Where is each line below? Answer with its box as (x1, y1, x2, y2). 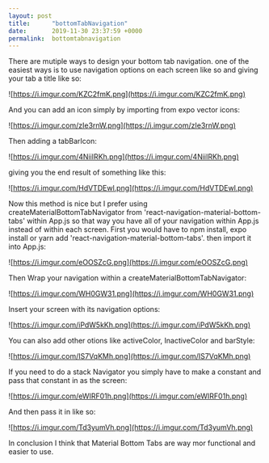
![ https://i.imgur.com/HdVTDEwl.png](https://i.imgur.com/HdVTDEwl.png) (8, 183, 254, 193)
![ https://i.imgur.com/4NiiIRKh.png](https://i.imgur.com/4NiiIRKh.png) (8, 152, 240, 162)
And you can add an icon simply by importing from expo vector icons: (8, 105, 241, 115)
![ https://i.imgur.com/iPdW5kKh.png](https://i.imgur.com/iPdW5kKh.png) (8, 320, 251, 330)
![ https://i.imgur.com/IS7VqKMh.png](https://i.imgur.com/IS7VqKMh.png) (8, 351, 251, 361)
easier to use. (8, 447, 54, 457)
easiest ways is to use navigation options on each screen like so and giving (8, 65, 258, 75)
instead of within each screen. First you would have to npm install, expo (8, 225, 247, 234)
